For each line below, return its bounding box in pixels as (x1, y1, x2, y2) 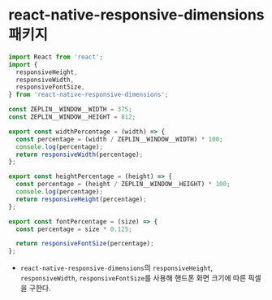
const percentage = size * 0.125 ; (15, 225, 132, 233)
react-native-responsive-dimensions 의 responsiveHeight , (19, 263, 214, 273)
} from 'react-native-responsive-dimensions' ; (8, 91, 169, 99)
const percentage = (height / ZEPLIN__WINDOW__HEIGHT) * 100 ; (15, 180, 231, 189)
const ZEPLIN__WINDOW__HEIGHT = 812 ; (8, 113, 136, 121)
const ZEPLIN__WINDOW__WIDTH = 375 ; (8, 106, 132, 114)
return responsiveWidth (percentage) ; (15, 150, 144, 159)
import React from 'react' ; (8, 53, 104, 61)
